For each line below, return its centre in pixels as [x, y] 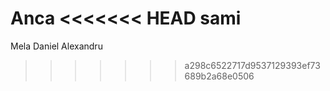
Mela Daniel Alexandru [56, 46]
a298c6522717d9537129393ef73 [252, 65]
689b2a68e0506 [219, 76]
